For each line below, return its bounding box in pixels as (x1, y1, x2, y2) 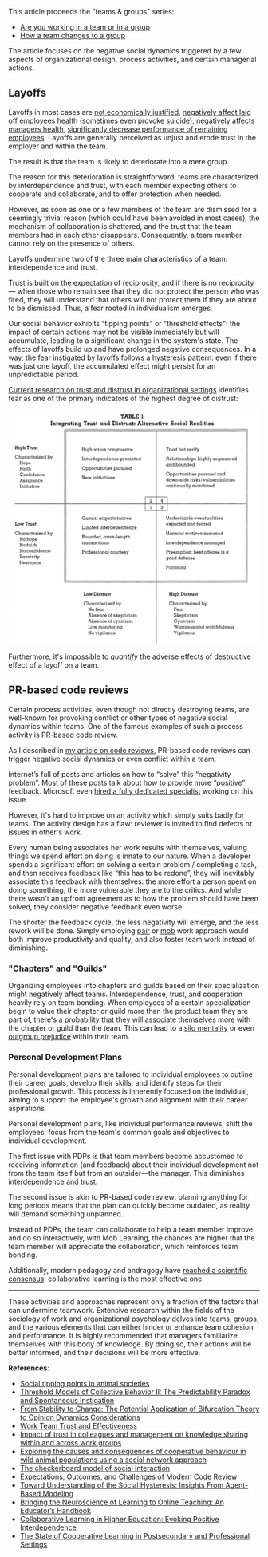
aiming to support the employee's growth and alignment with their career (8, 1095, 248, 1105)
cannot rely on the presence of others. (8, 238, 135, 248)
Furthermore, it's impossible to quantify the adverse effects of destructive (8, 652, 251, 661)
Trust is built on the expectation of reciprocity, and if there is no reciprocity (8, 278, 254, 287)
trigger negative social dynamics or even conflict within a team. (8, 754, 217, 763)
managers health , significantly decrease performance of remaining (8, 124, 228, 134)
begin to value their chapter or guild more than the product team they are (8, 1006, 249, 1015)
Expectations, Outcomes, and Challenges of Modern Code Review (19, 1472, 238, 1482)
